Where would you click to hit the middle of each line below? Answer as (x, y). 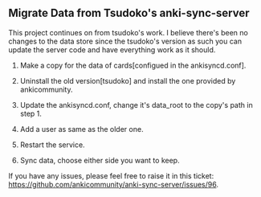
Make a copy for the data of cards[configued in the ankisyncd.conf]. (133, 65)
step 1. (31, 113)
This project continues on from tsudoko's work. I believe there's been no (128, 32)
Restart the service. (53, 145)
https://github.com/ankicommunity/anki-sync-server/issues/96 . (114, 184)
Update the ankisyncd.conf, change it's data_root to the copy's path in (136, 105)
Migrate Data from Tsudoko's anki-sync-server (129, 13)
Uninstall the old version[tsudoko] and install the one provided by (128, 80)
